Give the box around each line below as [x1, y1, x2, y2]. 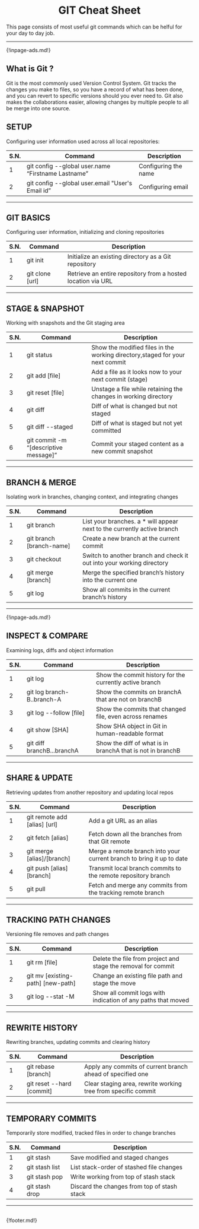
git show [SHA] [26, 725, 69, 733]
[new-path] [43, 979, 76, 987]
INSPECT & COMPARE [6, 631, 88, 641]
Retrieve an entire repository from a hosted [67, 269, 187, 278]
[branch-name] [26, 542, 70, 550]
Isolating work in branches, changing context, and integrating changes [6, 493, 179, 500]
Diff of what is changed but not [91, 402, 178, 410]
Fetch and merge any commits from [88, 881, 188, 889]
